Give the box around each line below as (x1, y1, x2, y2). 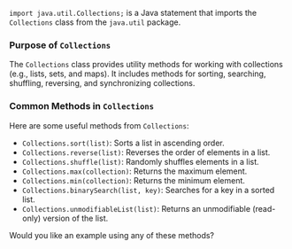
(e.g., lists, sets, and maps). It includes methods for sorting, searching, (9, 68, 266, 79)
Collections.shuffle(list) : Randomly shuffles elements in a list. (21, 156, 259, 167)
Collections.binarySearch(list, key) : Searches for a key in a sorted (21, 184, 275, 195)
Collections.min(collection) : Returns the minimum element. (21, 175, 246, 185)
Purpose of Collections (9, 39, 111, 51)
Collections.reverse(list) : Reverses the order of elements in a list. (21, 146, 271, 158)
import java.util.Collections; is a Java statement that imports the (9, 8, 257, 18)
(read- (251, 203, 276, 214)
